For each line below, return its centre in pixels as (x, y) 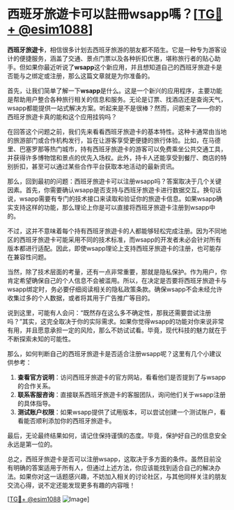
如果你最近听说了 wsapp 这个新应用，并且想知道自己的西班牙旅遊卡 (121, 67)
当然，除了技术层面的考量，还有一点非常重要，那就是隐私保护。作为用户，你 (117, 272)
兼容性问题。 (31, 257)
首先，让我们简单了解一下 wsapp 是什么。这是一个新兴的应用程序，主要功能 (115, 91)
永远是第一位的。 (32, 444)
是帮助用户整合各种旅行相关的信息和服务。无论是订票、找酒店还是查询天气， (117, 99)
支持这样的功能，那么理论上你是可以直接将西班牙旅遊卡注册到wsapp (111, 207)
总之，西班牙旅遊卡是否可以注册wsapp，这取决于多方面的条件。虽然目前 (111, 459)
